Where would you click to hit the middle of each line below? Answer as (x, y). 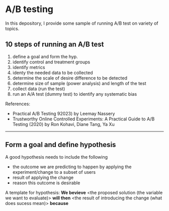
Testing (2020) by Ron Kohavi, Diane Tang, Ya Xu (63, 124)
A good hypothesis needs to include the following (57, 157)
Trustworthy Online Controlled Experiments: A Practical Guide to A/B (83, 119)
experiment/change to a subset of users (54, 172)
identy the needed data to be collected (53, 73)
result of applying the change (43, 177)
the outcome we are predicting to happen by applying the (72, 167)
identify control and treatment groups (51, 62)
